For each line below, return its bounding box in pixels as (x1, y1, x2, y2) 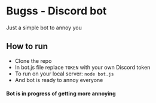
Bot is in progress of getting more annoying (6, 90, 116, 97)
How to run (6, 41, 48, 51)
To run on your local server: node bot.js (14, 70, 114, 77)
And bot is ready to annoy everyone (14, 76, 103, 83)
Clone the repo (14, 57, 52, 64)
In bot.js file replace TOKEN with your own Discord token (14, 63, 151, 71)
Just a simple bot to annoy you (6, 24, 82, 31)
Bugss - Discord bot (6, 4, 107, 18)
